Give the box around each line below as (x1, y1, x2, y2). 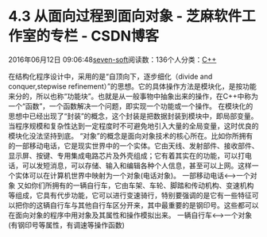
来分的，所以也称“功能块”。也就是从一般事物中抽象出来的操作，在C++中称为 (8, 91, 259, 101)
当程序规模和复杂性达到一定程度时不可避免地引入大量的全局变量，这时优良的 (8, 120, 259, 131)
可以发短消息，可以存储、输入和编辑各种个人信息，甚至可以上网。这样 (21, 160, 252, 170)
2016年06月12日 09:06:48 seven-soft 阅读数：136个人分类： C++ (8, 55, 217, 64)
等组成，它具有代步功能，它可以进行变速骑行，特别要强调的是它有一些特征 (8, 190, 252, 200)
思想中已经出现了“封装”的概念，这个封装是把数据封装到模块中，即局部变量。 (8, 111, 258, 120)
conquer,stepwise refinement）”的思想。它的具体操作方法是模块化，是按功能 (8, 81, 257, 91)
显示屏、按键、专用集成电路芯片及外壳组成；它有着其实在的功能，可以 (8, 151, 238, 160)
